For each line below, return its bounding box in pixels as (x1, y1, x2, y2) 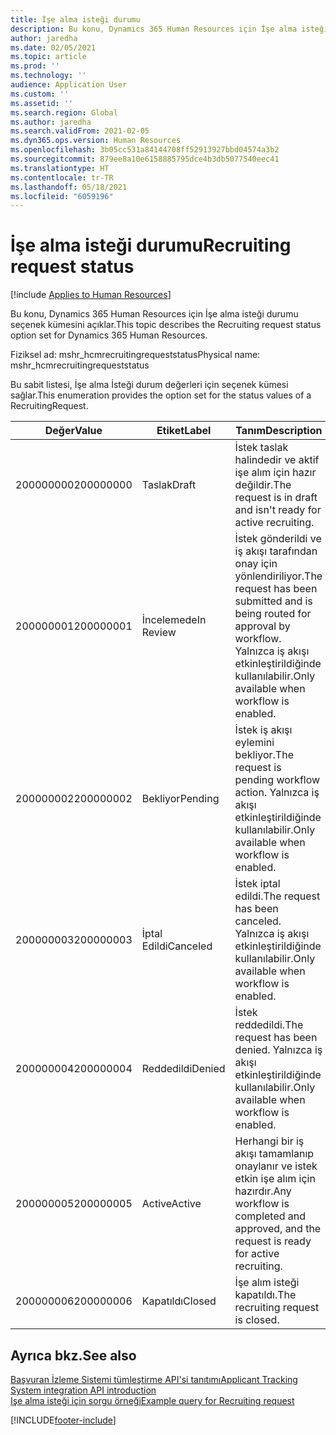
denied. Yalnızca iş (234, 1043, 323, 1057)
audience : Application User (10, 80, 128, 90)
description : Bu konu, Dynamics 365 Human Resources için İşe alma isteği (10, 24, 329, 34)
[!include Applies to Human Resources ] (10, 289, 172, 301)
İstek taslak (234, 441, 289, 455)
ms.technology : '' (10, 71, 87, 81)
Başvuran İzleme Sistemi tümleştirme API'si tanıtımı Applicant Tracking (10, 1374, 298, 1385)
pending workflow (234, 773, 321, 787)
